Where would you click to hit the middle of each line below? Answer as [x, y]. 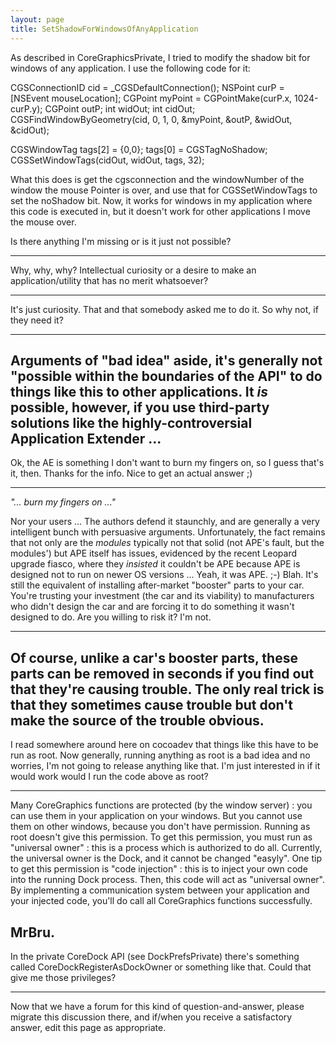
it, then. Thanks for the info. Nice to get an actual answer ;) [131, 473]
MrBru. [32, 932]
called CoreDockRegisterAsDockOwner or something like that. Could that [161, 967]
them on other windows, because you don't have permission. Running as [160, 827]
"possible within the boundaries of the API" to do [166, 376]
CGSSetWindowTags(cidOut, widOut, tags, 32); [107, 160]
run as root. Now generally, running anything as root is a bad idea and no [160, 755]
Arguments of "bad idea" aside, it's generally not [166, 360]
